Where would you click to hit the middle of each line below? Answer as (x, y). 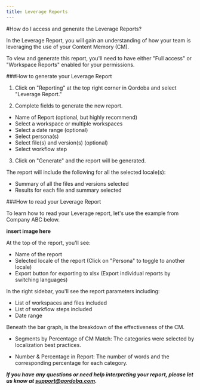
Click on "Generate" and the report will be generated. (80, 160)
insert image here (29, 231)
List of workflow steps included (53, 309)
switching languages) (41, 280)
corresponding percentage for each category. (71, 363)
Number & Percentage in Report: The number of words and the (92, 357)
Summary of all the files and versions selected (72, 183)
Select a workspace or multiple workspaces (69, 124)
